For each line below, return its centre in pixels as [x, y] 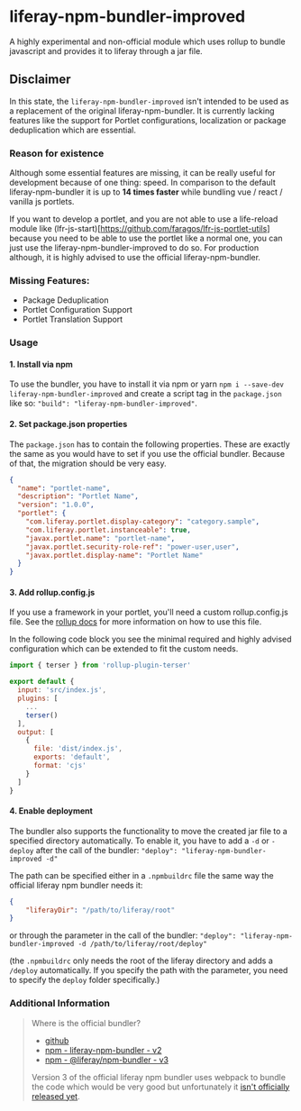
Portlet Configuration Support [78, 310]
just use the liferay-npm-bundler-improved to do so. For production [134, 248]
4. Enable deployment [51, 811]
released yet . [55, 1096]
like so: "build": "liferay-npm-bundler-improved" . [104, 404]
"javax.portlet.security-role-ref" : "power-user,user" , [133, 547]
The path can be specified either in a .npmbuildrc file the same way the [141, 875]
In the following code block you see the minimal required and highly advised [150, 639]
